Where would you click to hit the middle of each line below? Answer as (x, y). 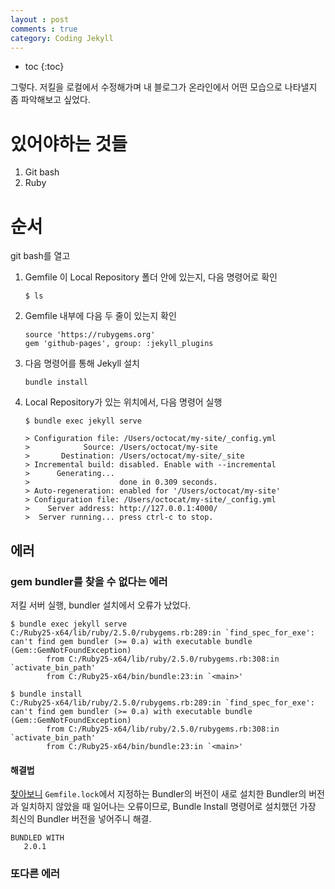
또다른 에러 (35, 874)
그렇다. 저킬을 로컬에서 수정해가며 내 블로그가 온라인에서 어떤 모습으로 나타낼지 (164, 87)
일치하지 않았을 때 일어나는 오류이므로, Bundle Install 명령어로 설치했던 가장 (168, 807)
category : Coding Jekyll (62, 38)
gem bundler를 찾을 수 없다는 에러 (89, 581)
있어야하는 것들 (69, 143)
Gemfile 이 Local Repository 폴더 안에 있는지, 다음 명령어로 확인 (151, 277)
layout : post (40, 19)
